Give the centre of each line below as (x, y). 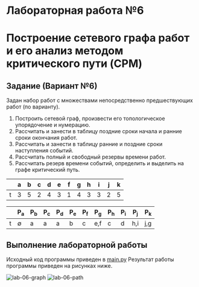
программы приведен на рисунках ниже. (59, 266)
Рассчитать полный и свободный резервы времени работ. (90, 157)
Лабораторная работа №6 (75, 11)
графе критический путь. (47, 170)
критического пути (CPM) (74, 64)
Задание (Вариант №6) (52, 86)
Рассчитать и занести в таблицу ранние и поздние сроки (89, 144)
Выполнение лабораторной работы (77, 245)
